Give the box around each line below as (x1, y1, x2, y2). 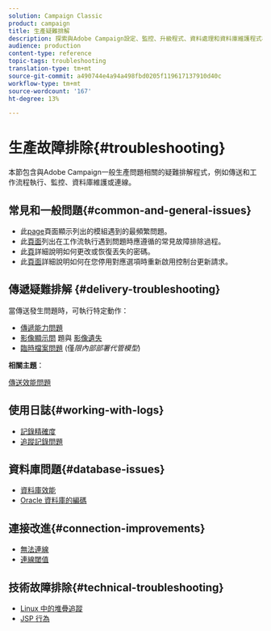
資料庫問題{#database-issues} (8, 463, 165, 476)
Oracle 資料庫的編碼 (19, 495, 87, 506)
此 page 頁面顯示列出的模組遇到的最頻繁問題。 (19, 227, 172, 235)
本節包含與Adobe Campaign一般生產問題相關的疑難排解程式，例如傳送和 (8, 167, 250, 177)
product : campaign (8, 19, 70, 28)
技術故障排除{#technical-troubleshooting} (8, 580, 224, 595)
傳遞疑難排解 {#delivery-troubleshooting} (8, 282, 221, 296)
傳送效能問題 (8, 377, 51, 387)
